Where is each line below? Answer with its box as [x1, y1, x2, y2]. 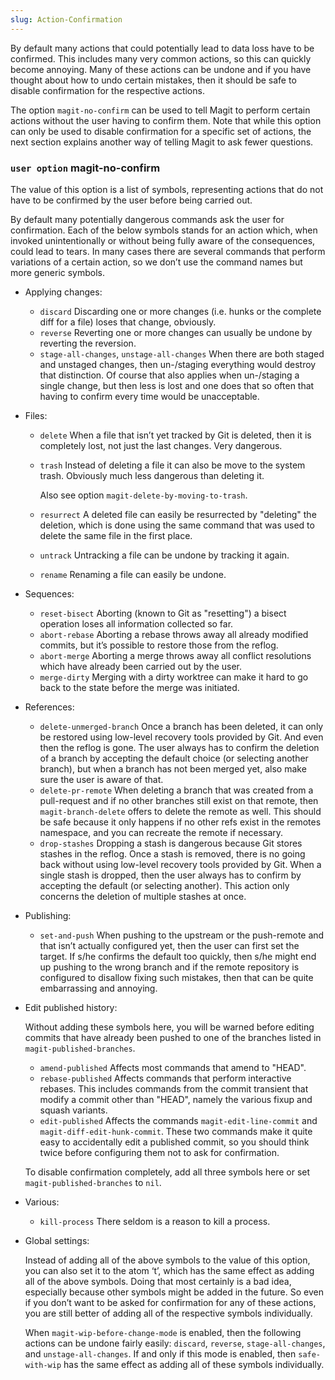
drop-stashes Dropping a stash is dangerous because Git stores [39, 837, 303, 849]
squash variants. [39, 1104, 108, 1116]
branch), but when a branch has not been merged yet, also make [39, 762, 307, 775]
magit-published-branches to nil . [24, 1176, 162, 1188]
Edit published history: [24, 1001, 118, 1013]
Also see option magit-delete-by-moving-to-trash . [39, 489, 248, 501]
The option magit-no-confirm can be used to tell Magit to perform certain [10, 104, 311, 116]
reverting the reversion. [39, 337, 137, 349]
